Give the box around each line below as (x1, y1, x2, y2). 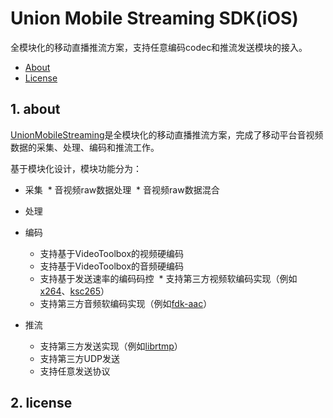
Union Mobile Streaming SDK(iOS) (10, 7, 299, 30)
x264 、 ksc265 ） (39, 285, 110, 297)
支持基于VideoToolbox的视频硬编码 (39, 247, 185, 259)
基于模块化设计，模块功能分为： (10, 162, 142, 174)
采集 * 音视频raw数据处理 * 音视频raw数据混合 (24, 183, 220, 196)
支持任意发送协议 (39, 365, 111, 377)
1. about (10, 101, 61, 118)
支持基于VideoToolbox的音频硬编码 (39, 260, 185, 272)
